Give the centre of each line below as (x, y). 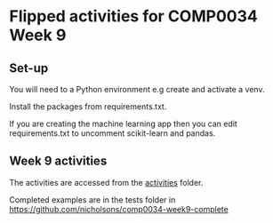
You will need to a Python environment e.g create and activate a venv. (137, 89)
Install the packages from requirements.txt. (88, 107)
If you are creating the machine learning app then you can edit (123, 123)
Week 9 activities (58, 161)
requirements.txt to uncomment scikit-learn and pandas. (112, 133)
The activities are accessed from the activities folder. (106, 182)
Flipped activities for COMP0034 (133, 16)
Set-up (29, 68)
